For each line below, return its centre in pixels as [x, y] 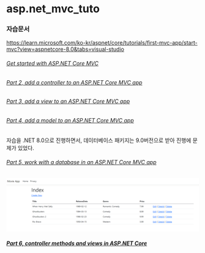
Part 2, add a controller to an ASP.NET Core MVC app [74, 82]
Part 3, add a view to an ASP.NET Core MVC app [68, 101]
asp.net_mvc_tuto [53, 9]
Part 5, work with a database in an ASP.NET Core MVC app [81, 162]
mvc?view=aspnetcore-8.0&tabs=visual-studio [65, 49]
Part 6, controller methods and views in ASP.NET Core [77, 243]
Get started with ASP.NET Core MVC [53, 64]
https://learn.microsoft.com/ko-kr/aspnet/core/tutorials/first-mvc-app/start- [102, 43]
